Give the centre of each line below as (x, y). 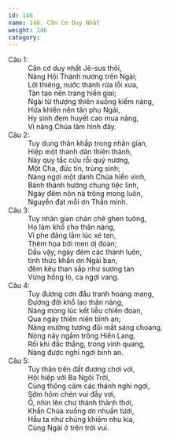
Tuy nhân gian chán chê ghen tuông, (87, 219)
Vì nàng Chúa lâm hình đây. (72, 127)
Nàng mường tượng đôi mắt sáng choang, (95, 327)
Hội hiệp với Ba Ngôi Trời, (69, 378)
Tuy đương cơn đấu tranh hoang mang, (91, 294)
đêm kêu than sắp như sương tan (81, 269)
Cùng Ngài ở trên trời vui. (68, 428)
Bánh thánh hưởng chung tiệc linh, (83, 185)
